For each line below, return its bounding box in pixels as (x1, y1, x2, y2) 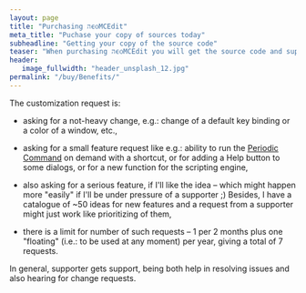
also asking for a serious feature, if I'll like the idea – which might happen (22, 179, 296, 190)
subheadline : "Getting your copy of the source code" (9, 38, 219, 48)
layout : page (9, 13, 59, 23)
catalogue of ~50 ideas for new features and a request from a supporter (22, 198, 294, 209)
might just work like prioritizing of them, (22, 208, 172, 219)
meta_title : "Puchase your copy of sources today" (9, 30, 206, 39)
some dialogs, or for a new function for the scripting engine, (22, 161, 249, 173)
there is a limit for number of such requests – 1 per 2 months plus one (22, 226, 283, 237)
